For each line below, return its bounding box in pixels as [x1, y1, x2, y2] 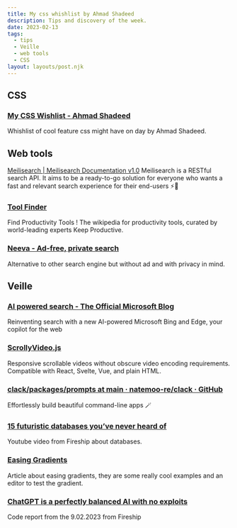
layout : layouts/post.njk [7, 63, 83, 70]
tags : [7, 30, 23, 38]
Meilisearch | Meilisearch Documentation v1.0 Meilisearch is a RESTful [7, 166, 212, 175]
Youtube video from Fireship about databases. [7, 437, 143, 446]
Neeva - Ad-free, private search [7, 243, 119, 253]
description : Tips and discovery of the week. [7, 17, 147, 24]
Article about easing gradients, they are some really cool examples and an [7, 471, 224, 480]
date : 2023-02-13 [7, 23, 59, 31]
